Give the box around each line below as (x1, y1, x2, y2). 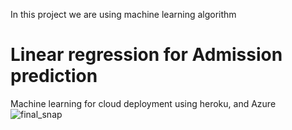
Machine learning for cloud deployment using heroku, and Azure (10, 97, 277, 109)
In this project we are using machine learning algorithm (10, 9, 237, 20)
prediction (10, 65, 98, 88)
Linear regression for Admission (10, 44, 283, 66)
